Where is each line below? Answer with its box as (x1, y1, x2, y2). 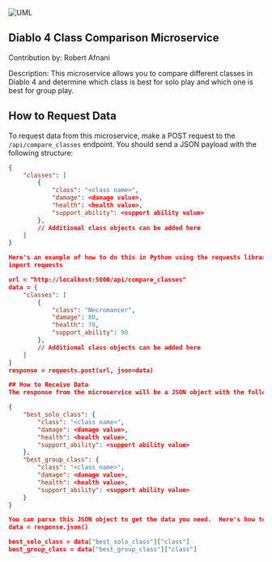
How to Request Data (8, 109, 117, 123)
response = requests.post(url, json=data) (8, 366, 154, 375)
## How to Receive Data (8, 381, 89, 389)
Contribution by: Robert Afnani (8, 53, 111, 62)
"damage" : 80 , (51, 313, 100, 322)
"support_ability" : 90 (51, 328, 129, 337)
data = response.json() (8, 523, 89, 531)
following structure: (8, 148, 74, 157)
